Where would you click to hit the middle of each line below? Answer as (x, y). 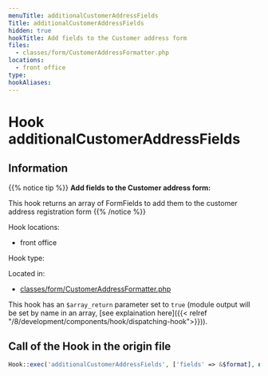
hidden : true (30, 30)
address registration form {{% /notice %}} (77, 212)
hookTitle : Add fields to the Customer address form (98, 38)
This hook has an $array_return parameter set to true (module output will (130, 304)
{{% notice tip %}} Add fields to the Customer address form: (110, 188)
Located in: (27, 273)
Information (38, 168)
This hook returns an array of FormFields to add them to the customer (123, 203)
